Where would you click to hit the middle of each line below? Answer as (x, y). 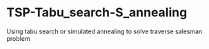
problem (18, 38)
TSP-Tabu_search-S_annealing (97, 13)
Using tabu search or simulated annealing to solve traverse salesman (104, 31)
